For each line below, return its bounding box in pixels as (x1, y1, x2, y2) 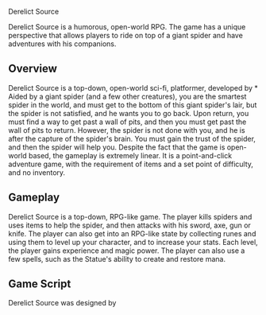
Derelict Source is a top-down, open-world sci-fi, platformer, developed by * (8, 83, 258, 92)
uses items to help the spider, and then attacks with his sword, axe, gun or (8, 220, 252, 230)
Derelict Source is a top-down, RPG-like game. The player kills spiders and (8, 212, 253, 221)
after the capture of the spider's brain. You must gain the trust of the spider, (8, 134, 256, 143)
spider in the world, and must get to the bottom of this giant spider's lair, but (8, 99, 257, 110)
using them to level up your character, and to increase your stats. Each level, (8, 237, 258, 247)
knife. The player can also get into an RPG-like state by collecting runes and (8, 228, 256, 238)
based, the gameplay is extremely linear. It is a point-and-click (28, 150, 233, 160)
